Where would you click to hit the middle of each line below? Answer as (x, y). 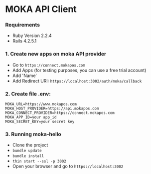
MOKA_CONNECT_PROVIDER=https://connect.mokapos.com (60, 113)
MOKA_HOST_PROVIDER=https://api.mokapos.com (52, 108)
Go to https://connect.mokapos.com (49, 65)
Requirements (23, 25)
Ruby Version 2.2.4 (32, 35)
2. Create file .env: (28, 93)
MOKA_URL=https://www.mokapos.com (41, 104)
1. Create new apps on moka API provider (56, 54)
